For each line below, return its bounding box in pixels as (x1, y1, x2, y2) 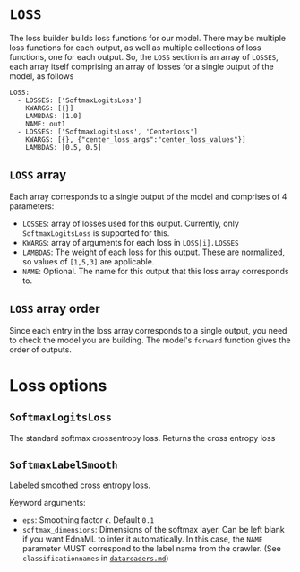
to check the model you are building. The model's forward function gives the (9, 334, 291, 345)
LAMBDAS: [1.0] (25, 111, 82, 120)
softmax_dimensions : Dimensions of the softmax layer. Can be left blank (21, 524, 285, 535)
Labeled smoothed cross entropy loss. (9, 480, 150, 490)
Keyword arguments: (9, 498, 87, 508)
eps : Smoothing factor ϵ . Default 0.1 (21, 515, 155, 525)
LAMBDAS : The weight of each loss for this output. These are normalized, (21, 247, 285, 257)
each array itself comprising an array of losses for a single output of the (9, 61, 275, 72)
